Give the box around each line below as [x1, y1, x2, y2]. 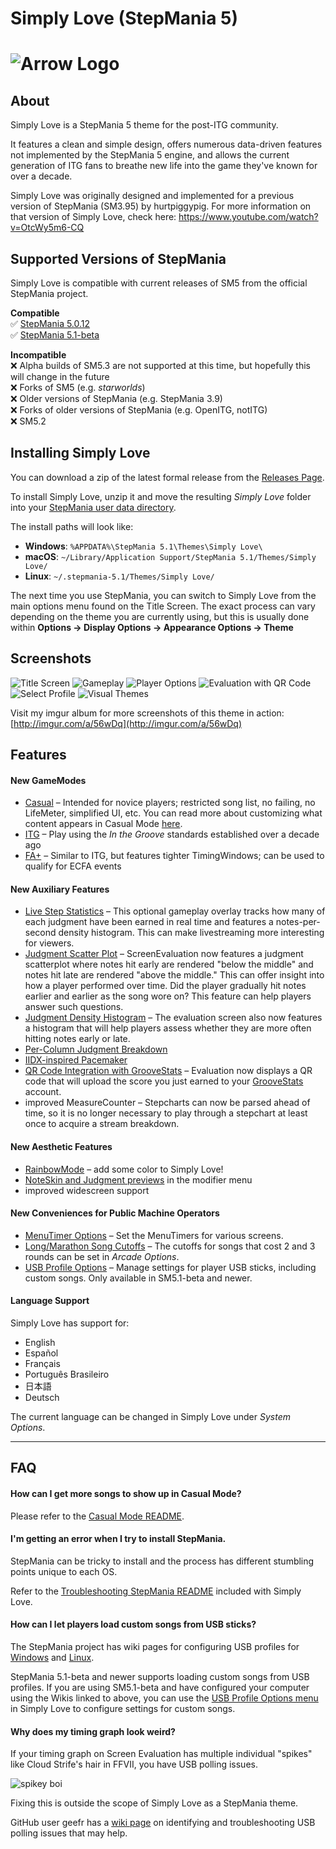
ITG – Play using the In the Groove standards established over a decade [24, 828, 320, 841]
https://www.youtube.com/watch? [178, 211, 319, 223]
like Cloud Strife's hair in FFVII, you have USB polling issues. [10, 1758, 258, 1771]
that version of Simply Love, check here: [10, 211, 177, 223]
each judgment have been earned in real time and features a [24, 916, 274, 928]
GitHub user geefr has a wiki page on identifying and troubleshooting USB [10, 1817, 316, 1829]
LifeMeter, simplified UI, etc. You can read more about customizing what [24, 807, 323, 819]
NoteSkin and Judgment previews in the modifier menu [24, 1173, 253, 1186]
